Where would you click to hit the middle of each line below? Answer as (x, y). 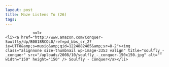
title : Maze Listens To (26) (36, 15)
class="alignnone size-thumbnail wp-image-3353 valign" (65, 51)
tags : (11, 19)
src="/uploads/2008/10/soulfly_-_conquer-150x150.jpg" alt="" (95, 55)
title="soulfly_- (146, 51)
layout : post (19, 10)
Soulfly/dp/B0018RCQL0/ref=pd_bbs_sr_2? (49, 42)
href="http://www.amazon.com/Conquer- (62, 38)
